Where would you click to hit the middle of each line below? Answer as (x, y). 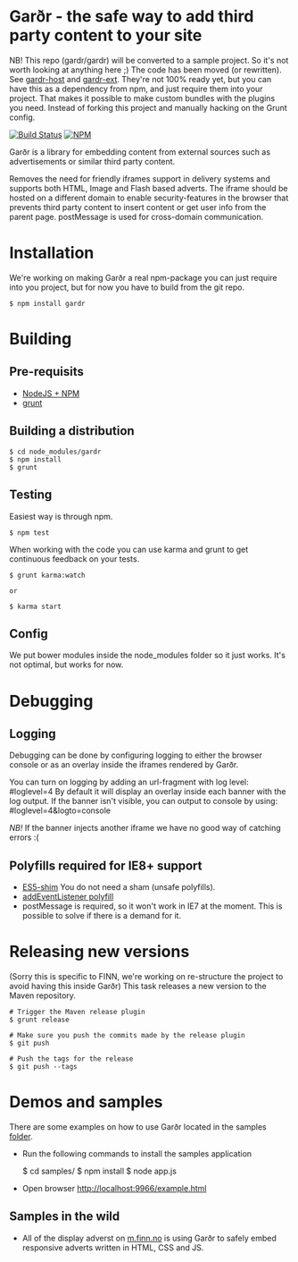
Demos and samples (86, 1102)
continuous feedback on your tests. (74, 559)
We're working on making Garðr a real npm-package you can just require (143, 277)
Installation (52, 253)
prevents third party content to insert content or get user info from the (138, 207)
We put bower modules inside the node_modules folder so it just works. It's (147, 656)
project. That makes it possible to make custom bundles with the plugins (142, 98)
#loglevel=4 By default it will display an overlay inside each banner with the (148, 792)
